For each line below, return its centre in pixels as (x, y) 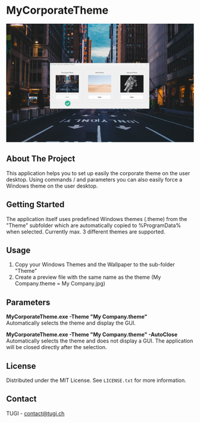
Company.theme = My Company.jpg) (60, 284)
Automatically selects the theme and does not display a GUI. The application (100, 341)
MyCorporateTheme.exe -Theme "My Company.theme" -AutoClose (92, 335)
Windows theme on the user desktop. (52, 186)
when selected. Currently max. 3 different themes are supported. (86, 231)
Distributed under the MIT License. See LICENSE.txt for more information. (96, 380)
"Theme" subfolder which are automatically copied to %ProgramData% (94, 225)
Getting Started (35, 205)
